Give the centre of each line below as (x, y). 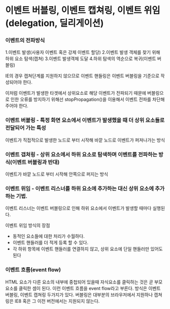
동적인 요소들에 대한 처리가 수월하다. (48, 236)
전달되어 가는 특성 (26, 128)
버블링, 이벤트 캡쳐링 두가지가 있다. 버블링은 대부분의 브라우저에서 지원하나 (79, 294)
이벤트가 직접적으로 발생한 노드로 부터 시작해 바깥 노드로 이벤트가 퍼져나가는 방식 (85, 140)
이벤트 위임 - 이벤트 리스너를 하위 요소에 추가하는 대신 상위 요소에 (79, 189)
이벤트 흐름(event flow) (33, 270)
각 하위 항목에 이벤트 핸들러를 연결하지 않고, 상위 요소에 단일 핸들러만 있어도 (88, 249)
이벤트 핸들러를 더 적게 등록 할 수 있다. (50, 243)
